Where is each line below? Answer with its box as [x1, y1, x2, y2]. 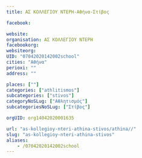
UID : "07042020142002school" [6, 53, 80, 60]
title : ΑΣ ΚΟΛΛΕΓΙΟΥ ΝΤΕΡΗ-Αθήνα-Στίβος [6, 9, 110, 15]
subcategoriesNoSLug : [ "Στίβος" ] [6, 104, 91, 110]
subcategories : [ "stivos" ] [6, 92, 74, 99]
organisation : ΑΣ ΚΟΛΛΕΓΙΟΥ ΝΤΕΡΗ [6, 36, 94, 43]
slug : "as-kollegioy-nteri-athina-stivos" [6, 131, 115, 137]
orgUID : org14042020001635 [6, 115, 74, 121]
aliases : [6, 137, 28, 143]
